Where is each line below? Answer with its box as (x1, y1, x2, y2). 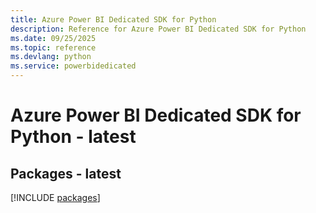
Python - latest (10, 126, 137, 148)
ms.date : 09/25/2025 (10, 33, 97, 43)
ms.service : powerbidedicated (10, 61, 137, 71)
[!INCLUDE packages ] (10, 192, 101, 203)
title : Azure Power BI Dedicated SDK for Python (10, 14, 217, 25)
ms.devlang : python (10, 52, 92, 62)
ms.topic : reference (10, 42, 97, 53)
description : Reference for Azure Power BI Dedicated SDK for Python (10, 24, 307, 34)
